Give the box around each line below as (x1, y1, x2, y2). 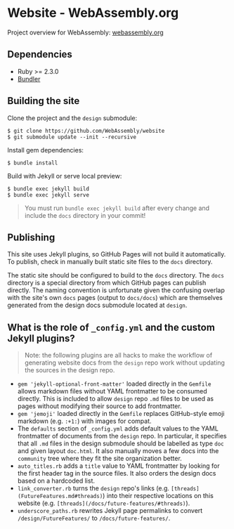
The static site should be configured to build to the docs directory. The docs (7, 271, 225, 280)
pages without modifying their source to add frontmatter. (17, 402, 182, 410)
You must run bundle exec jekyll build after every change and (24, 204, 209, 212)
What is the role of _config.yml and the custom (7, 321, 216, 333)
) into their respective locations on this (103, 492, 214, 500)
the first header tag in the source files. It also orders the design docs (17, 469, 216, 478)
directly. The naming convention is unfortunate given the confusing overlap (7, 286, 225, 294)
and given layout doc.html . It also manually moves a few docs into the (17, 447, 219, 455)
